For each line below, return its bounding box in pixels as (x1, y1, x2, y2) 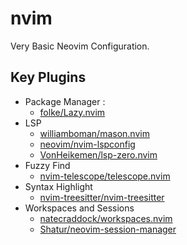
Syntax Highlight (24, 180, 93, 192)
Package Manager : (24, 95, 106, 107)
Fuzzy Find (24, 159, 71, 171)
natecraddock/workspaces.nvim (39, 212, 173, 224)
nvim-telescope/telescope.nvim (39, 170, 171, 182)
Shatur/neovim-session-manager (39, 223, 177, 235)
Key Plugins (10, 69, 87, 86)
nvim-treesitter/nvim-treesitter (39, 191, 165, 203)
